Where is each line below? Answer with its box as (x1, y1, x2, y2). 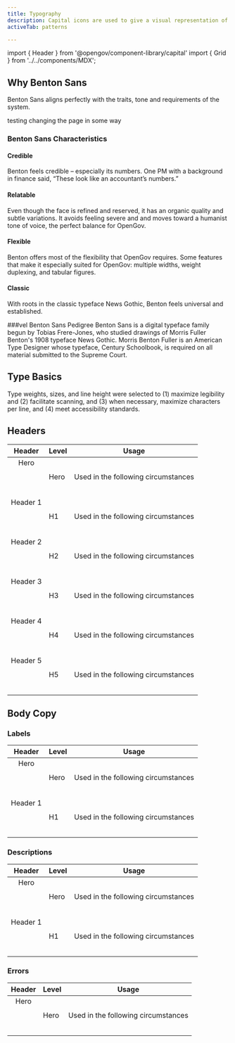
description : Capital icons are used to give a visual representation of (7, 17, 229, 24)
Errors (7, 966, 30, 976)
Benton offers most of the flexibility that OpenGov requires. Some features (7, 252, 223, 261)
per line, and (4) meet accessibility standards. (7, 404, 141, 413)
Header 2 (11, 537, 42, 546)
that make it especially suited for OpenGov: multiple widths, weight (7, 260, 201, 269)
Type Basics (7, 371, 62, 383)
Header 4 (11, 616, 42, 626)
